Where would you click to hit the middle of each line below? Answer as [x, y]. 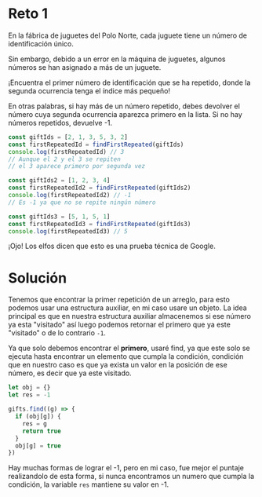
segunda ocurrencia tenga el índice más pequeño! [89, 90]
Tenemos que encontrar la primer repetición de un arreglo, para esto [119, 300]
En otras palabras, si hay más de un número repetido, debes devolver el [124, 106]
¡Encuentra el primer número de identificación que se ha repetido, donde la [129, 82]
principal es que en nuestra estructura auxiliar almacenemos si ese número [129, 316]
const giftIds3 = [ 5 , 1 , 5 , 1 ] [59, 217]
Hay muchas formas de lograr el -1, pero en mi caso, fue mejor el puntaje [126, 468]
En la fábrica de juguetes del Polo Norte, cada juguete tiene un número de [127, 35]
